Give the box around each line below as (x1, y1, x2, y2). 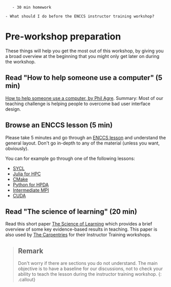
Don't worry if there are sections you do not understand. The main (17, 260, 158, 266)
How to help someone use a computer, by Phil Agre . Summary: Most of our (5, 95, 163, 101)
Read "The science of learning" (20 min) (5, 207, 137, 216)
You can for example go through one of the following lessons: (5, 155, 135, 161)
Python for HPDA (12, 181, 49, 188)
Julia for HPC (12, 171, 41, 177)
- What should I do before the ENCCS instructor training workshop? (5, 14, 155, 19)
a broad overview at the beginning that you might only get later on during (5, 53, 160, 59)
